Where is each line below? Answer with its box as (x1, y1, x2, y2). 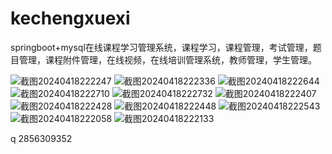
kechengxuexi (10, 7, 131, 30)
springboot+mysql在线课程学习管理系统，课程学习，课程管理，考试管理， (10, 41, 313, 53)
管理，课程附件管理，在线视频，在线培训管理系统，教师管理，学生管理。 (18, 53, 317, 66)
